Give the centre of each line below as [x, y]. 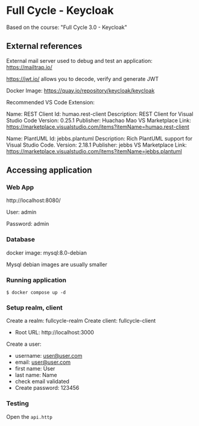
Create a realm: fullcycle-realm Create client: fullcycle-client [81, 321]
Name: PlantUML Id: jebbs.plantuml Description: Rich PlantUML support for [99, 138]
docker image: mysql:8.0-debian [47, 253]
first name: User [35, 369]
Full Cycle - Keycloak [60, 11]
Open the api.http [29, 416]
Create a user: [24, 344]
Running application [36, 280]
